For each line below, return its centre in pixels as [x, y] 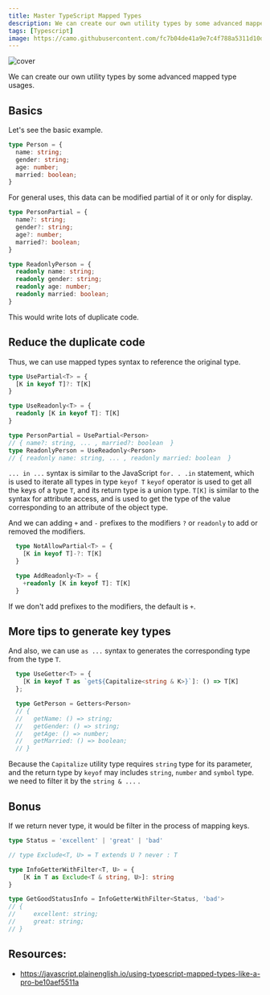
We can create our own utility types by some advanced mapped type [123, 76]
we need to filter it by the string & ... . [74, 781]
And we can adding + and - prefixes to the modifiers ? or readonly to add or [133, 523]
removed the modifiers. [47, 531]
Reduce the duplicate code [77, 343]
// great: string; [46, 922]
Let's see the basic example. [55, 130]
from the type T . [35, 659]
